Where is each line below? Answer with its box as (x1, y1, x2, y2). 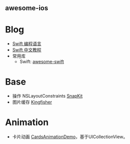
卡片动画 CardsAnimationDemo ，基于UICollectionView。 (12, 134, 128, 140)
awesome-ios (5, 4, 48, 12)
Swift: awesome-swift (19, 59, 64, 65)
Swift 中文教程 (12, 47, 42, 53)
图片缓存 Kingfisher (12, 99, 52, 105)
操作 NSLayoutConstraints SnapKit (12, 93, 83, 99)
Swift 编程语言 (12, 41, 42, 47)
